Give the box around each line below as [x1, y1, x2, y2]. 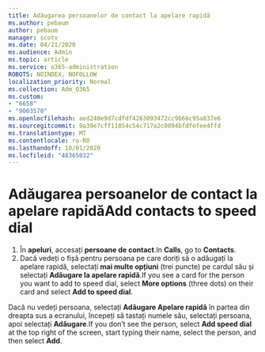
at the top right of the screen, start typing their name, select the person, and [8, 327, 257, 337]
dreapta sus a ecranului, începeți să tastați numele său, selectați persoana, [8, 311, 252, 320]
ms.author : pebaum [8, 19, 69, 27]
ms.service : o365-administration [8, 63, 119, 71]
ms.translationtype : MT [8, 129, 87, 137]
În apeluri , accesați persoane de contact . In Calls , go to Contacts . [19, 245, 237, 255]
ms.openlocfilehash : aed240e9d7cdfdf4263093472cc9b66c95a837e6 [8, 115, 221, 123]
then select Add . [8, 336, 62, 346]
